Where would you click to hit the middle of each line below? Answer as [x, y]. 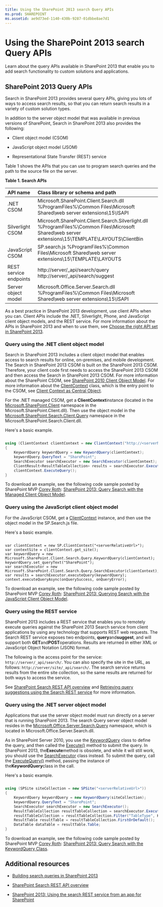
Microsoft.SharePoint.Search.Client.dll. [44, 421]
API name [19, 193]
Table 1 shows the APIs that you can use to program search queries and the [81, 166]
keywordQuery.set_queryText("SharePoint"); [50, 562]
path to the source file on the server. [41, 171]
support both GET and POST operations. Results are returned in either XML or [81, 643]
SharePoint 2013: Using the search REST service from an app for [77, 894]
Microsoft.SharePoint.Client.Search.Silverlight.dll [93, 221]
